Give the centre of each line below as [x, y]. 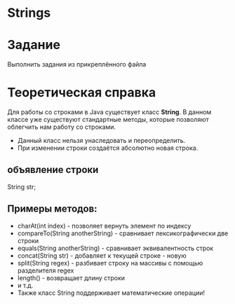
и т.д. [25, 285]
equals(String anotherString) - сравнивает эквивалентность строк [115, 248]
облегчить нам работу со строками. [62, 127]
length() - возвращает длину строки [71, 277]
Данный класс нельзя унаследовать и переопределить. [101, 141]
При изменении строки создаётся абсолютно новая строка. [108, 148]
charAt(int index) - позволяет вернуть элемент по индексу [104, 226]
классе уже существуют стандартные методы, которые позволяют [108, 120]
